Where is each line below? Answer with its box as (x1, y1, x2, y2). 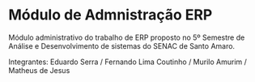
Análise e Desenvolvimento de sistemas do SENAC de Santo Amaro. (8, 41, 236, 50)
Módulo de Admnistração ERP (8, 6, 213, 24)
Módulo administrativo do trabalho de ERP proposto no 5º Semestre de (8, 32, 245, 42)
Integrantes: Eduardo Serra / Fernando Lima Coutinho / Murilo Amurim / (8, 57, 247, 67)
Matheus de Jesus (8, 65, 70, 75)
